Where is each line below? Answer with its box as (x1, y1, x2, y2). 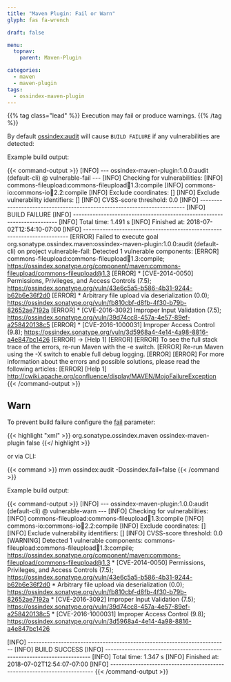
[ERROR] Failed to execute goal (70, 232, 159, 241)
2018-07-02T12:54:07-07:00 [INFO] (7, 660, 109, 668)
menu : (7, 42, 23, 48)
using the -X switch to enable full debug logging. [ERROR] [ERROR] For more (7, 350, 225, 358)
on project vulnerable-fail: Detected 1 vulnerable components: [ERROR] (17, 247, 219, 256)
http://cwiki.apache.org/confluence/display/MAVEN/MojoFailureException (7, 372, 217, 380)
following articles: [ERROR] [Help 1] (7, 365, 107, 374)
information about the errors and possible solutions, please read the (7, 358, 200, 366)
